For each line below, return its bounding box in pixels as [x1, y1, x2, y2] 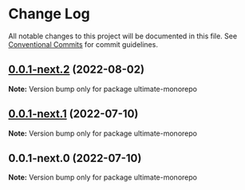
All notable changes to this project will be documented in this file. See [8, 31, 238, 41]
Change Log [8, 5, 90, 23]
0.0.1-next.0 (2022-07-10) [8, 151, 142, 164]
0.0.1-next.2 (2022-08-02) [8, 63, 145, 77]
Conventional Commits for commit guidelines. [8, 39, 158, 49]
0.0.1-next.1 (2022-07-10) [8, 107, 139, 121]
